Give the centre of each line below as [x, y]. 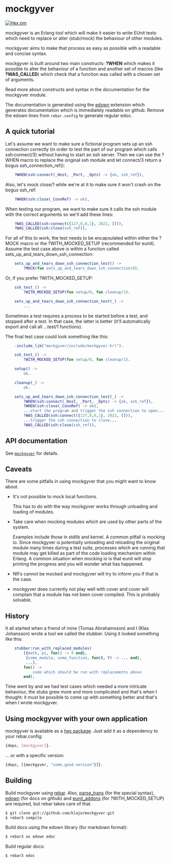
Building [19, 781]
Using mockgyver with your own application [77, 719]
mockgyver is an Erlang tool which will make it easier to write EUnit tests [81, 33]
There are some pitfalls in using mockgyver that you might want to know [81, 481]
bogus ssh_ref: [21, 190]
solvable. [22, 600]
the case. [22, 579]
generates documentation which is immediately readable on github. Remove [85, 110]
